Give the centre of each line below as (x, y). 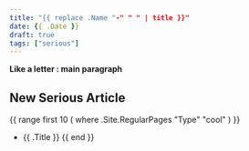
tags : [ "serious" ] (44, 43)
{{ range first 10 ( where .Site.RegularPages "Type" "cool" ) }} (125, 120)
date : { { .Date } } (44, 26)
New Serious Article (67, 98)
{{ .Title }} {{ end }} (58, 137)
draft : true (32, 35)
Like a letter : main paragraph (66, 69)
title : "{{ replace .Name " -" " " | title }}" (99, 18)
